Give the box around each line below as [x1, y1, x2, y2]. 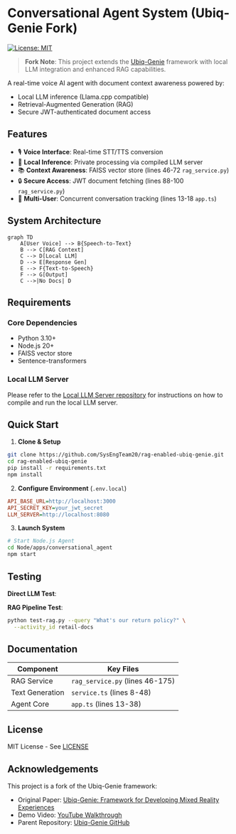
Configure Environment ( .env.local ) [17, 483, 127, 492]
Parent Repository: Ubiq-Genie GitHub [17, 818, 130, 827]
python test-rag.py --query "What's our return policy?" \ [7, 616, 186, 624]
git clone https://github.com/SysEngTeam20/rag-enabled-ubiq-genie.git [7, 451, 224, 459]
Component [17, 664, 58, 674]
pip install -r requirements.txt [7, 464, 107, 472]
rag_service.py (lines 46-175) [70, 676, 176, 686]
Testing [7, 570, 42, 582]
